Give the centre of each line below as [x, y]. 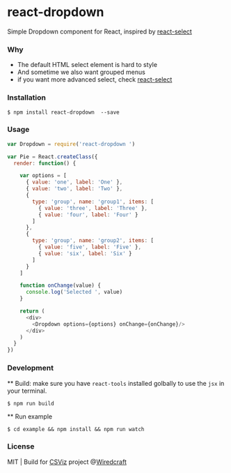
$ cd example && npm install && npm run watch [76, 429]
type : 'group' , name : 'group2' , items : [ [93, 241]
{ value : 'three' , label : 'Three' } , [93, 208]
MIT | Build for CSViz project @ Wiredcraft [67, 462]
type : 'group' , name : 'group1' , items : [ [93, 202]
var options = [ [43, 176]
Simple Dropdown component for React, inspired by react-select [100, 31]
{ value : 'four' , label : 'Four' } [88, 215]
